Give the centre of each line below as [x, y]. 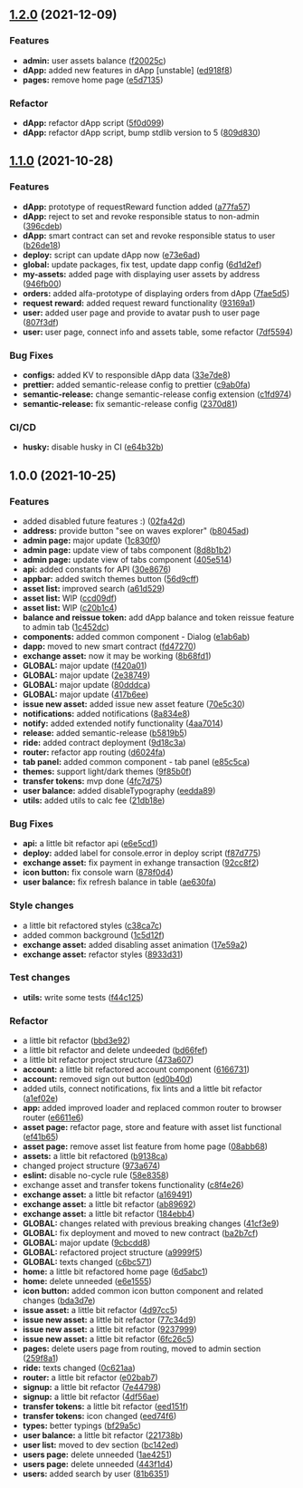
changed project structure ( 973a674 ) [91, 1166]
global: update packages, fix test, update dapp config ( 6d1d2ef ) [142, 264]
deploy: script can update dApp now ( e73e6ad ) [111, 255]
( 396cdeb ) [43, 226]
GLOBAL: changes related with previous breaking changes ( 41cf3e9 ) [151, 1223]
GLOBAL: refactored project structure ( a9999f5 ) [113, 1252]
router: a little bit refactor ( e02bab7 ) [90, 1377]
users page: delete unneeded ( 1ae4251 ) [97, 1454]
